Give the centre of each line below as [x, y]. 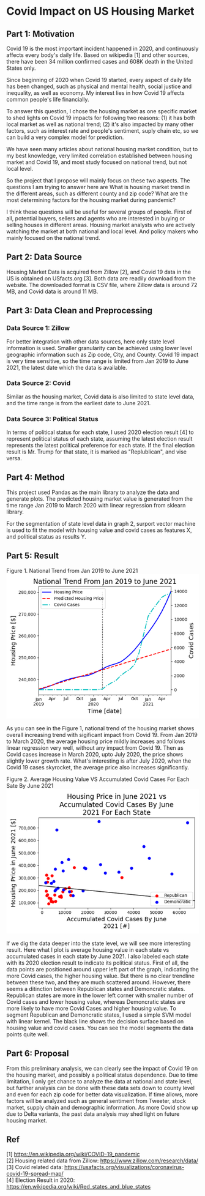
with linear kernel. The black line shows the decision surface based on [95, 1021]
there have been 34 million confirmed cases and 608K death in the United [99, 62]
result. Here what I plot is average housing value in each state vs [88, 949]
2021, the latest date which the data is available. [67, 367]
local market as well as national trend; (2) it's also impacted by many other [100, 124]
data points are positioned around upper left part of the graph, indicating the [102, 969]
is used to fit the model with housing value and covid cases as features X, [99, 530]
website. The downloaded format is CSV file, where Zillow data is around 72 [102, 285]
